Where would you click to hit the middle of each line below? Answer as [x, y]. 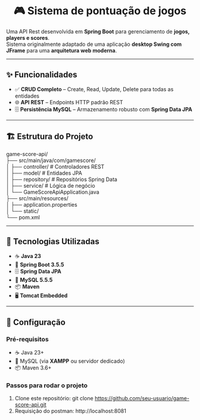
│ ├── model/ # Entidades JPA [44, 173]
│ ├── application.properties [42, 204]
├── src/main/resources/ [37, 198]
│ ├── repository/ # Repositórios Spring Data [62, 179]
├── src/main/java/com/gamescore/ [51, 160]
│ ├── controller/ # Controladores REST [55, 166]
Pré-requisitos [27, 339]
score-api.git [30, 405]
